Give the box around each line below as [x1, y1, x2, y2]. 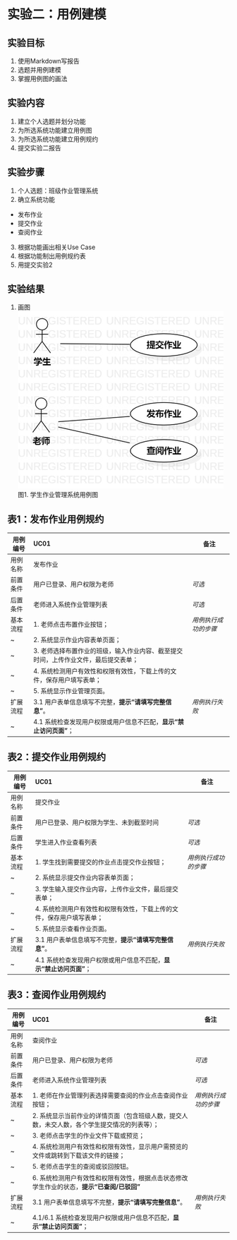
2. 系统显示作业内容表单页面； [32, 636, 121, 644]
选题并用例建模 [17, 66, 61, 74]
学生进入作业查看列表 [35, 838, 97, 846]
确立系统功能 [17, 195, 55, 203]
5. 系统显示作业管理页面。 [32, 686, 109, 695]
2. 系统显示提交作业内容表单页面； [35, 873, 135, 882]
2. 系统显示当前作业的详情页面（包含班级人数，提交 [32, 1111, 182, 1119]
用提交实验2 [17, 260, 53, 269]
